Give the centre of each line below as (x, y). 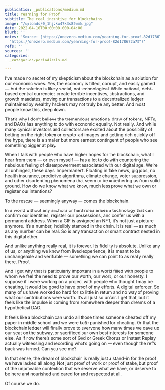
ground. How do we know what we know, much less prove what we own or (81, 186)
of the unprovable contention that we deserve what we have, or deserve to (81, 369)
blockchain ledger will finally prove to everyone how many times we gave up (82, 328)
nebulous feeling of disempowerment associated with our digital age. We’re (82, 165)
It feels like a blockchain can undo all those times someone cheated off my (81, 317)
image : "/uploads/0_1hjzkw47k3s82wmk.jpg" (49, 23)
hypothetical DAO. (23, 308)
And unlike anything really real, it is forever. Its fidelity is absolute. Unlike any (82, 246)
